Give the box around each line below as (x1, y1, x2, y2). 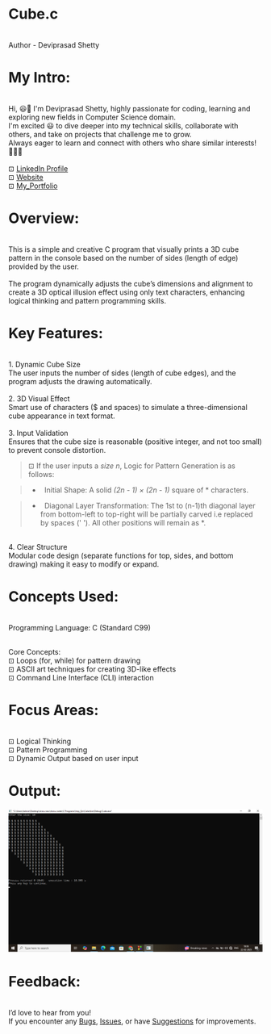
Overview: (8, 209, 80, 228)
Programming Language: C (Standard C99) (8, 622, 152, 632)
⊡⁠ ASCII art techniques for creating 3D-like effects (8, 664, 177, 674)
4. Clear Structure (8, 542, 68, 551)
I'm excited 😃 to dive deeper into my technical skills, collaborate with (8, 120, 239, 130)
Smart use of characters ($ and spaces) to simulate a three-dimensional (8, 402, 248, 412)
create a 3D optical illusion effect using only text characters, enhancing (8, 287, 245, 297)
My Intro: (8, 69, 71, 87)
